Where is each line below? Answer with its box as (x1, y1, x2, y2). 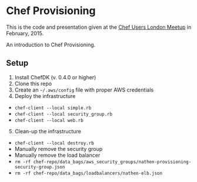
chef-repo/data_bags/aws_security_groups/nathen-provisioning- (33, 159, 192, 165)
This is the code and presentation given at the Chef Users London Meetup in (6, 23, 192, 31)
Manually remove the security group (14, 145, 103, 152)
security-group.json (14, 164, 65, 170)
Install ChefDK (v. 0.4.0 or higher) (14, 73, 96, 80)
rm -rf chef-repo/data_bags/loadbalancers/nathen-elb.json (14, 170, 163, 176)
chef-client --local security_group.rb (14, 111, 113, 117)
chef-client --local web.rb (14, 117, 84, 123)
